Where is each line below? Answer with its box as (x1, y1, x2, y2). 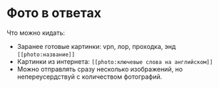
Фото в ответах (6, 5, 101, 21)
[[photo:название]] (16, 51, 76, 58)
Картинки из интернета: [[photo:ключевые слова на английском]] (16, 57, 213, 65)
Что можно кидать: (6, 28, 66, 37)
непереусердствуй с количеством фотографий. (16, 72, 163, 81)
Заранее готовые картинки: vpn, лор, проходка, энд (16, 42, 176, 50)
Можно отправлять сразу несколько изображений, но (16, 65, 183, 73)
